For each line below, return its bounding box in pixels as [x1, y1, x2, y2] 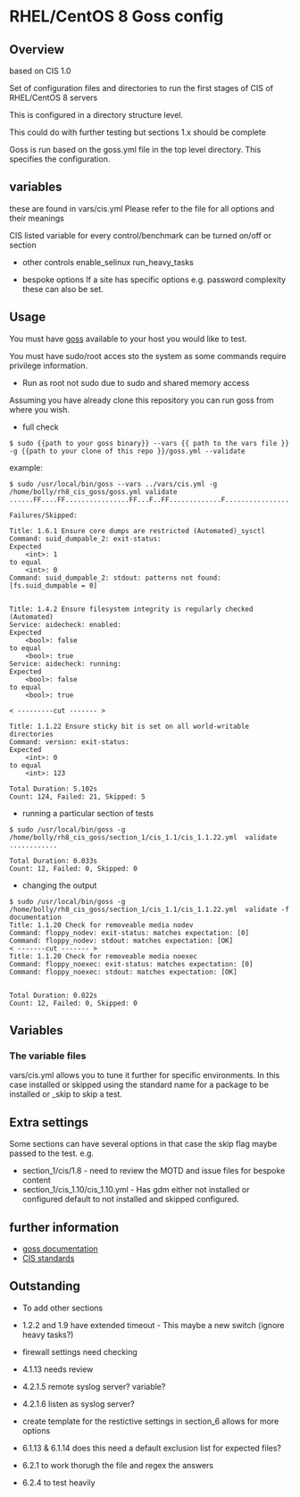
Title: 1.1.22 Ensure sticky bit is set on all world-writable [9, 722, 250, 731]
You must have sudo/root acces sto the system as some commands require [9, 350, 287, 361]
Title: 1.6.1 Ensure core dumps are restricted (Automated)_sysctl [9, 526, 266, 535]
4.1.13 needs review [21, 1364, 94, 1375]
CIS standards [21, 1252, 75, 1263]
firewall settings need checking [21, 1346, 138, 1357]
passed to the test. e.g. [9, 1148, 95, 1158]
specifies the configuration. [9, 154, 111, 164]
